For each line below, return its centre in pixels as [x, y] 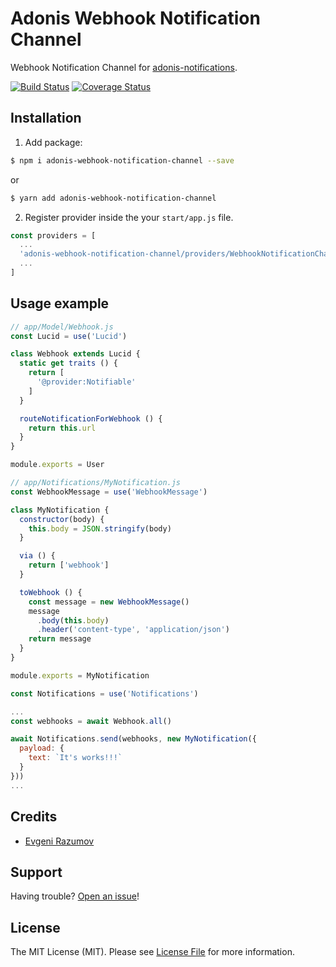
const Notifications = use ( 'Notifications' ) [104, 693]
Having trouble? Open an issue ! [75, 896]
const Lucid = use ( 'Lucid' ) [69, 336]
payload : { [42, 748]
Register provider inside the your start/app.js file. [129, 217]
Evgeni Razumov [59, 841]
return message [60, 639]
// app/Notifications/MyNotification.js [96, 483]
